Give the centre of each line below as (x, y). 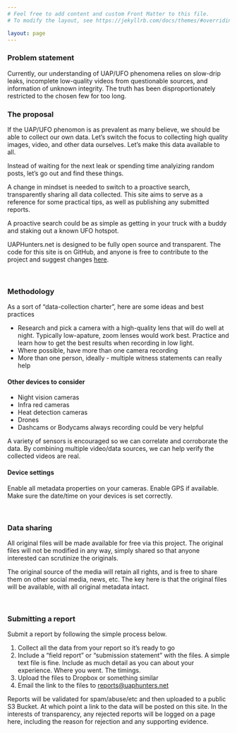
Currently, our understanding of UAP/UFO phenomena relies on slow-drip (114, 73)
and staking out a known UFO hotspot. (63, 230)
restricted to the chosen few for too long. (67, 95)
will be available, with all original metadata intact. (78, 587)
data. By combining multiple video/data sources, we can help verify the (111, 449)
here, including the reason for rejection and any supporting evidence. (108, 722)
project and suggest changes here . (58, 259)
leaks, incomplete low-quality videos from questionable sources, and (108, 81)
